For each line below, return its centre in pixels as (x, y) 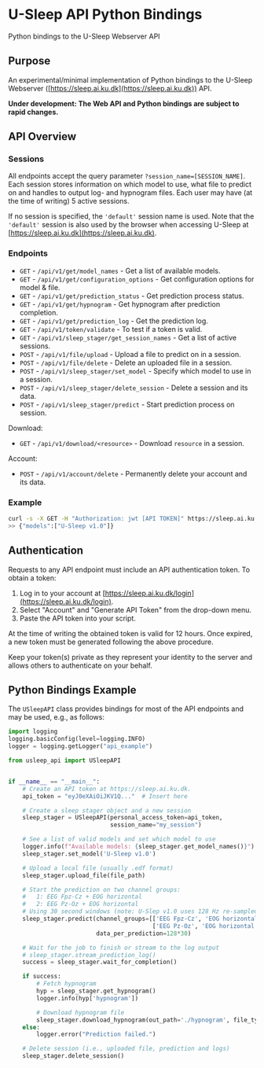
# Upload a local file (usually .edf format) (98, 868)
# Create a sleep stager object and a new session (107, 810)
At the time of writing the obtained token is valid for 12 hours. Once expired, (130, 633)
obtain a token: (32, 578)
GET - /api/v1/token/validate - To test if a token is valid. (111, 329)
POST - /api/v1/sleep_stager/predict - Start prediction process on (127, 404)
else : (31, 1027)
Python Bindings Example (72, 690)
